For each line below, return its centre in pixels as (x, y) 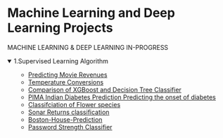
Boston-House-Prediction (65, 119)
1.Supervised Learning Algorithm (61, 61)
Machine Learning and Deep (91, 13)
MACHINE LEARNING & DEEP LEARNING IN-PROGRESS (88, 47)
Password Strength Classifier (70, 127)
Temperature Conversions (66, 82)
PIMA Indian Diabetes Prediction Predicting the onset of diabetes (122, 97)
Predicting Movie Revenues (68, 75)
